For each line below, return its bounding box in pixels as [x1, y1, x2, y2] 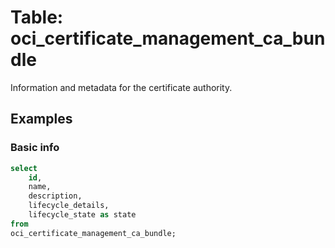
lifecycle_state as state [28, 210, 137, 220]
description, [28, 191, 83, 201]
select [10, 163, 38, 173]
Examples [10, 111, 73, 128]
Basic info [10, 141, 60, 155]
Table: [10, 6, 64, 29]
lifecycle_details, [28, 201, 110, 211]
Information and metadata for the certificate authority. [10, 81, 233, 93]
